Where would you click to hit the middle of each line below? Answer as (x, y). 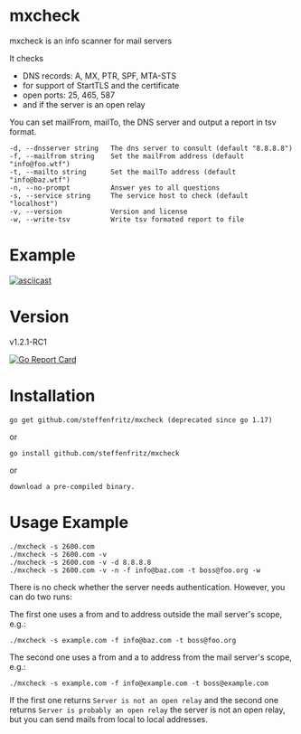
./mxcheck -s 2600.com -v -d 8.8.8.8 (80, 562)
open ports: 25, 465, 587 (69, 95)
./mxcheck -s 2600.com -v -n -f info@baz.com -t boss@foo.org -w (135, 570)
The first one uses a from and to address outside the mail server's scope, (146, 614)
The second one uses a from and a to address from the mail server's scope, (150, 657)
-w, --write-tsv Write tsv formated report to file (127, 219)
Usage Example (69, 522)
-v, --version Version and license (99, 212)
